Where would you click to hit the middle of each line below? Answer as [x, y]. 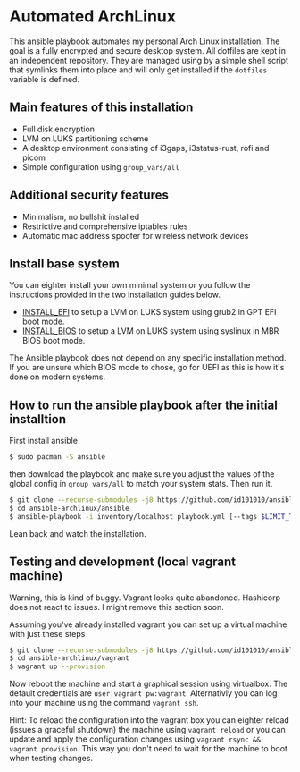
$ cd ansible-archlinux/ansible [69, 508]
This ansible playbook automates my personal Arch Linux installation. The [145, 41]
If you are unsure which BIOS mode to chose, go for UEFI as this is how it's [147, 368]
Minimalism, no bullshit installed [81, 216]
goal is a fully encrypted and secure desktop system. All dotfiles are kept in [147, 50]
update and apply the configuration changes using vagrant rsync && [135, 739]
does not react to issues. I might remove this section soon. [117, 607]
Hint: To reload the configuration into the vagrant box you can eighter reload [150, 720]
